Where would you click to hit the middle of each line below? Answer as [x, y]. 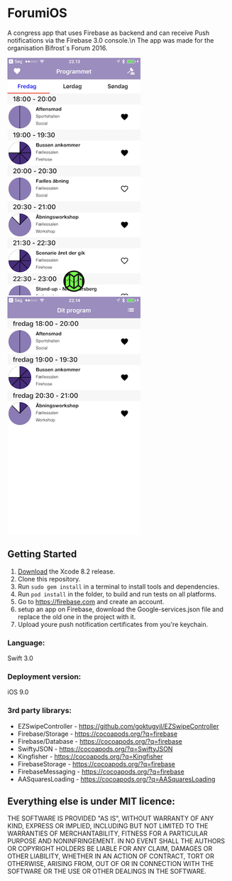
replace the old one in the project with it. [77, 616]
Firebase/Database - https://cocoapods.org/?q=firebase [100, 741]
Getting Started [42, 554]
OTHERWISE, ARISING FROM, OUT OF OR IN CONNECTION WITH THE [111, 864]
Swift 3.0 [20, 658]
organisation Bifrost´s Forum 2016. [57, 48]
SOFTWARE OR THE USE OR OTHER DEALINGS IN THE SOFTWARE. [107, 871]
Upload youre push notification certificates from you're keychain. [112, 624]
